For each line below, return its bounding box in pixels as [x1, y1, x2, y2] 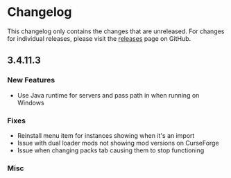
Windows [17, 98, 44, 107]
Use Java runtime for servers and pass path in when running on [17, 91, 200, 99]
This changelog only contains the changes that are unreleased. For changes [7, 27, 225, 35]
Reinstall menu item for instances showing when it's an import [17, 131, 195, 139]
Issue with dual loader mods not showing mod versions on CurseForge [17, 139, 220, 147]
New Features [7, 75, 55, 85]
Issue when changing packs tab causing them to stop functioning [17, 146, 205, 154]
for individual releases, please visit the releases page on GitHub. [7, 34, 191, 42]
